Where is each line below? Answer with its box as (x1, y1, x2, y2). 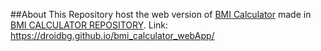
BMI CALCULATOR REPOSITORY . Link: (10, 19, 169, 31)
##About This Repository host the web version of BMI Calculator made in (10, 9, 312, 20)
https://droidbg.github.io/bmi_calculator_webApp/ (10, 30, 215, 41)
